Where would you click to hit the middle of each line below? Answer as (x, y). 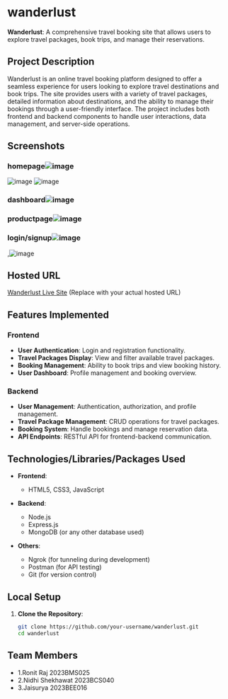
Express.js (43, 525)
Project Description (51, 62)
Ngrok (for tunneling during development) (89, 560)
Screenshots (36, 146)
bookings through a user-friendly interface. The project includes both (109, 109)
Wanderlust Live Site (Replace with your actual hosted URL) (94, 293)
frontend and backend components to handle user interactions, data (107, 116)
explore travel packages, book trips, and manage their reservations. (106, 39)
